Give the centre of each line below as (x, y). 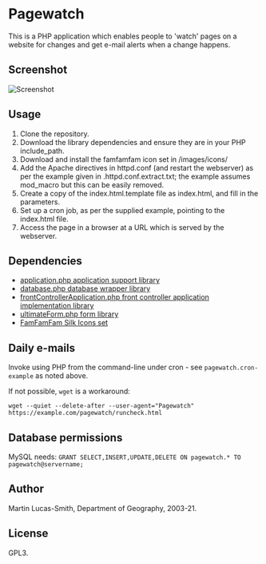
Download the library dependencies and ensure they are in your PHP (133, 142)
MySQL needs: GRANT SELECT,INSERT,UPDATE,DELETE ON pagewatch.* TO (125, 457)
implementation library (57, 306)
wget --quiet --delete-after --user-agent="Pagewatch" (101, 406)
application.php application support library (90, 280)
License (28, 534)
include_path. (42, 151)
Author (26, 489)
